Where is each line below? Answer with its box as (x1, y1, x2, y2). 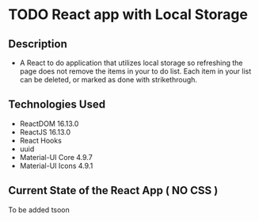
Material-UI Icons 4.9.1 (19, 161, 93, 170)
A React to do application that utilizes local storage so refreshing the (19, 58, 243, 67)
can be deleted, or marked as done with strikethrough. (19, 75, 198, 84)
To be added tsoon (8, 204, 70, 215)
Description (8, 37, 67, 51)
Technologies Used (8, 97, 105, 112)
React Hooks (19, 135, 62, 145)
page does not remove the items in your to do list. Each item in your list (19, 67, 252, 76)
